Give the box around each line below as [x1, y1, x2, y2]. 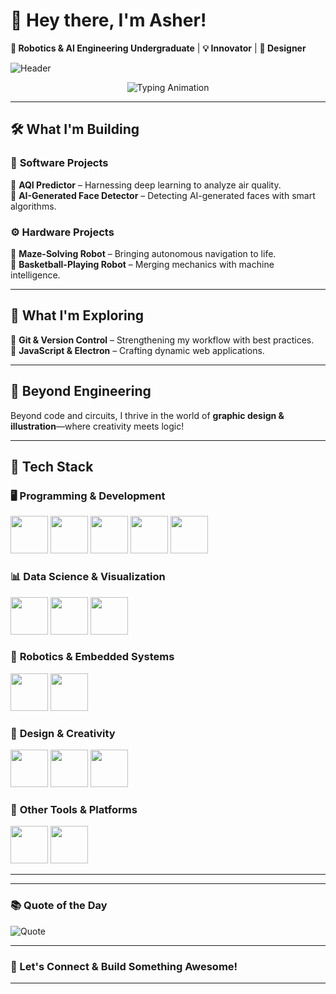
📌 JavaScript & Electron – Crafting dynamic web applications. [10, 344, 265, 356]
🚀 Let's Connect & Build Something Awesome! [10, 959, 238, 973]
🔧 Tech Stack [10, 458, 94, 475]
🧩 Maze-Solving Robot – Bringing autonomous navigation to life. [10, 247, 277, 259]
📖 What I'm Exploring [10, 307, 145, 324]
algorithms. [10, 200, 57, 212]
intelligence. [10, 269, 61, 281]
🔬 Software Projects [10, 156, 109, 170]
